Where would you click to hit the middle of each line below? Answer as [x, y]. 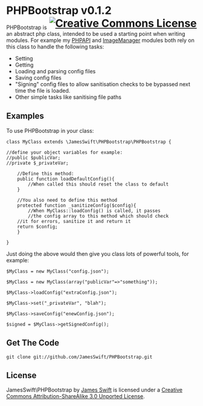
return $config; [38, 227]
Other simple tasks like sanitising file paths [68, 97]
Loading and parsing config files [55, 71]
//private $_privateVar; [37, 163]
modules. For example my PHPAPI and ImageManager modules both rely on [101, 40]
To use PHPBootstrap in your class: [50, 130]
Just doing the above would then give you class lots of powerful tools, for [98, 254]
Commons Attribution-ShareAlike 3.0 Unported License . [76, 396]
